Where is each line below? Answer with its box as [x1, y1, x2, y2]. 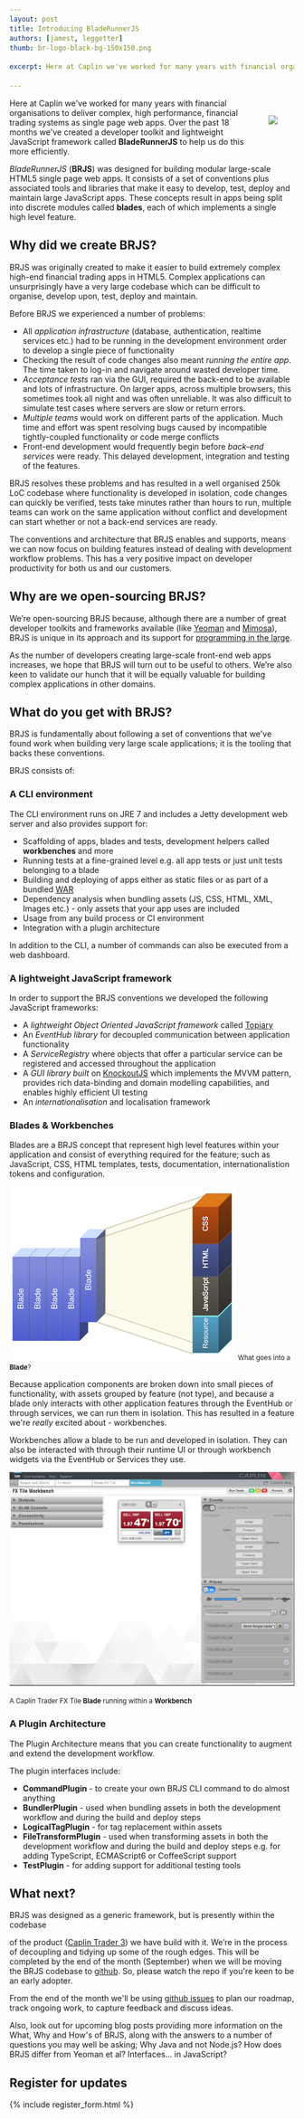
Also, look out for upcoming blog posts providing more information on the [9, 2020, 283, 2031]
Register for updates [9, 2075, 128, 2090]
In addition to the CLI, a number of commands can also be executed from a [9, 939, 289, 950]
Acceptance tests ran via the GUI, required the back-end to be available [22, 374, 290, 385]
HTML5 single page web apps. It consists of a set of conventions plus [9, 173, 270, 184]
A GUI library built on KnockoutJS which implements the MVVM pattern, [22, 1068, 291, 1079]
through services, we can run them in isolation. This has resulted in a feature [9, 1408, 295, 1419]
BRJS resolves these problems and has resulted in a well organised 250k [9, 478, 280, 489]
